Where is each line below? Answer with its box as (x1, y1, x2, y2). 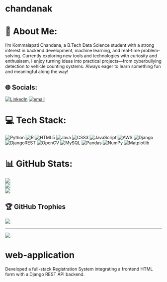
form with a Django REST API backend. (5, 271, 85, 277)
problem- (141, 48, 161, 54)
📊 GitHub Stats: (5, 158, 73, 170)
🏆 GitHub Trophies (5, 202, 66, 211)
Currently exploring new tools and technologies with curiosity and (22, 53, 158, 59)
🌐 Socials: (5, 83, 38, 92)
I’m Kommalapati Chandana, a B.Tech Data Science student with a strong (5, 42, 155, 48)
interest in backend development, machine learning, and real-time (5, 48, 140, 54)
